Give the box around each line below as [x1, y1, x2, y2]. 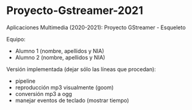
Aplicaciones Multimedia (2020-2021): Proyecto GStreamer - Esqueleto [6, 24, 186, 31]
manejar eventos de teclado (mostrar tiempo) [15, 97, 130, 104]
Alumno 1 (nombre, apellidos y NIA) [15, 47, 105, 55]
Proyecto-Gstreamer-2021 [6, 4, 144, 18]
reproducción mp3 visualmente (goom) [15, 83, 114, 91]
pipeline [15, 77, 35, 84]
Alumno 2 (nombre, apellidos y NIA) [15, 53, 106, 61]
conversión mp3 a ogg [15, 90, 72, 97]
